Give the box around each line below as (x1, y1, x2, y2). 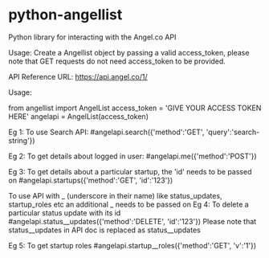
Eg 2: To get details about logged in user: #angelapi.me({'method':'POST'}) (8, 151, 257, 161)
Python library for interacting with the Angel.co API (8, 32, 177, 42)
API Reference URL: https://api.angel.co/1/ (8, 72, 148, 81)
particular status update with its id (8, 207, 121, 218)
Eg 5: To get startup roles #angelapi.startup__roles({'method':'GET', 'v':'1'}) (8, 240, 257, 250)
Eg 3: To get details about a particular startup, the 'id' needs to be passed (8, 166, 252, 176)
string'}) (8, 135, 35, 145)
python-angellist (8, 6, 123, 24)
